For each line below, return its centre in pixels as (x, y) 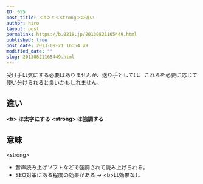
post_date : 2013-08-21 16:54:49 (47, 46)
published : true (27, 40)
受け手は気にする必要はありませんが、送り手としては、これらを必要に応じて (102, 75)
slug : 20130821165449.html (40, 57)
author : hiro (23, 23)
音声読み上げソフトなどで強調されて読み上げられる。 (82, 168)
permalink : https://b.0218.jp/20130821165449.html (72, 34)
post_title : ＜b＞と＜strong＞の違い (50, 18)
